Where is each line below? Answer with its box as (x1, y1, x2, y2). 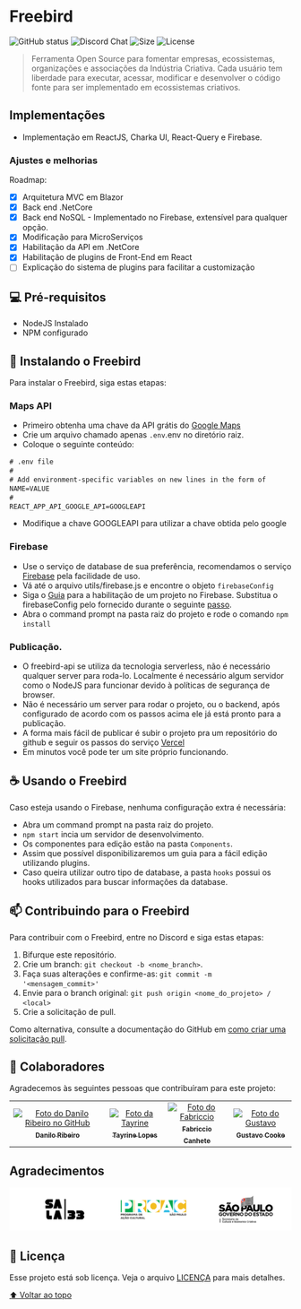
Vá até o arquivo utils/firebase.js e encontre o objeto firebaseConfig (21, 580, 274, 591)
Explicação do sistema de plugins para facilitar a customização (21, 262, 255, 273)
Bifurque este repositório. (21, 949, 116, 960)
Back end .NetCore (21, 202, 93, 212)
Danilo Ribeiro (35, 1131, 81, 1140)
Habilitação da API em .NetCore (21, 242, 140, 253)
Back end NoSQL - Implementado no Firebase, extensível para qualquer (21, 212, 288, 223)
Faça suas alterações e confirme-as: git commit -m (21, 968, 212, 979)
